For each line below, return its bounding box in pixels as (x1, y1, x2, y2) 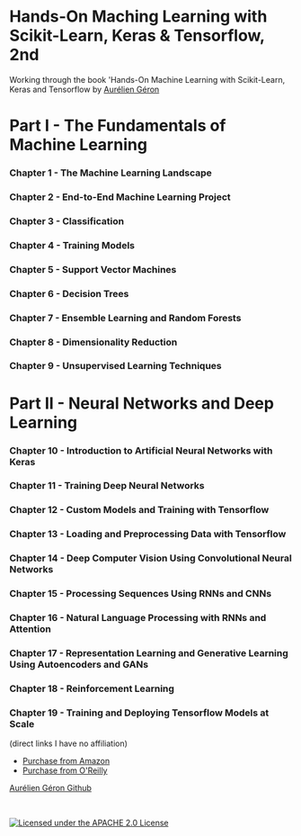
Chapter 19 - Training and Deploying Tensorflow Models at (9, 706, 270, 719)
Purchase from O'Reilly (22, 765, 108, 776)
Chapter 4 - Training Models (9, 238, 135, 251)
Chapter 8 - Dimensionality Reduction (9, 336, 178, 348)
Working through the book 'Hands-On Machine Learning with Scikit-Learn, (9, 74, 286, 85)
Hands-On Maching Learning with (9, 6, 268, 27)
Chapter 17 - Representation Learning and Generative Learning (9, 646, 289, 659)
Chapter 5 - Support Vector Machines (9, 263, 177, 275)
